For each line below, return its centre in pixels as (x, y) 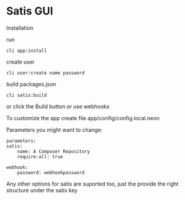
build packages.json (31, 84)
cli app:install (27, 50)
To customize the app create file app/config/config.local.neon (83, 118)
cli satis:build (27, 95)
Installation (20, 28)
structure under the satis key (42, 190)
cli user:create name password (45, 73)
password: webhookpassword (51, 173)
